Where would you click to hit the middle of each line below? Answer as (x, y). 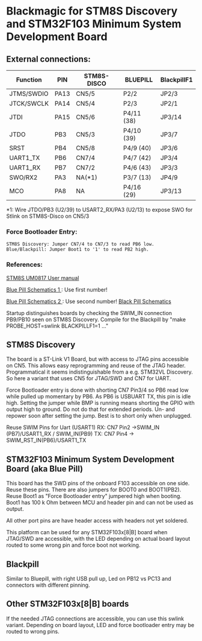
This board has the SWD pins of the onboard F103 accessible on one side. (98, 483)
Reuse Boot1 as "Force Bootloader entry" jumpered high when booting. (94, 496)
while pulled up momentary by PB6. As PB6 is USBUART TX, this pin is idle (99, 397)
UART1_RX (25, 167)
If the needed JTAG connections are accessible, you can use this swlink (95, 618)
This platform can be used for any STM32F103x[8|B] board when (87, 532)
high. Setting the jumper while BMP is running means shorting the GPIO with (100, 403)
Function (29, 80)
